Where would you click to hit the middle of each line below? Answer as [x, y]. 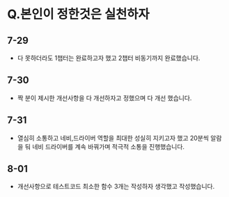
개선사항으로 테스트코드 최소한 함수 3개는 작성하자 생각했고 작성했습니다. [116, 187]
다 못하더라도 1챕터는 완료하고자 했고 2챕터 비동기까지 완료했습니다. [109, 58]
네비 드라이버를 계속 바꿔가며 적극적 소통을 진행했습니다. [109, 146]
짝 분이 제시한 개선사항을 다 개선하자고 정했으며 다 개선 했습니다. [104, 97]
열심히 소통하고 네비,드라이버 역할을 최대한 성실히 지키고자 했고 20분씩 [113, 138]
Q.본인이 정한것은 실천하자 [78, 14]
